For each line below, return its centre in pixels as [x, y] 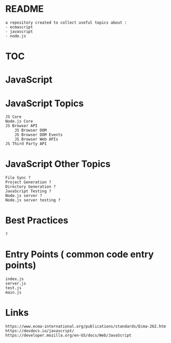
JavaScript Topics [45, 103]
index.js [15, 279]
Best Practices [37, 220]
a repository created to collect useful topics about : [66, 23]
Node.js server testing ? [33, 200]
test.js [14, 288]
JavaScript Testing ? [28, 191]
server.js [16, 284]
